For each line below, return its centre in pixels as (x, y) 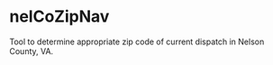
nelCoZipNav (59, 17)
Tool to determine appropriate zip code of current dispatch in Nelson (137, 42)
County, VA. (32, 51)
